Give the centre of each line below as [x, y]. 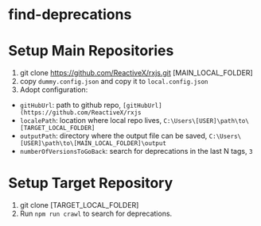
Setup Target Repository [91, 183]
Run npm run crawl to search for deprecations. [96, 214]
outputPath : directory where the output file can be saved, [113, 136]
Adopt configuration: [54, 90]
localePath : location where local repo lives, [90, 121]
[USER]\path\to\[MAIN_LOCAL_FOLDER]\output [93, 144]
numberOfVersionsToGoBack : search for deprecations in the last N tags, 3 [136, 151]
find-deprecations [70, 15]
